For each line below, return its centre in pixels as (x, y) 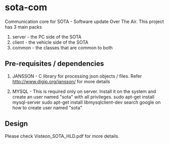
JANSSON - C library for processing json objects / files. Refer (77, 76)
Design (16, 124)
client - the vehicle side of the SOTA (50, 42)
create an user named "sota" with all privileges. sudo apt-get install (83, 97)
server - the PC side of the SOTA (47, 37)
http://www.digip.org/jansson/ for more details (61, 81)
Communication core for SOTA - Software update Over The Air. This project (84, 21)
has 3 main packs (23, 27)
